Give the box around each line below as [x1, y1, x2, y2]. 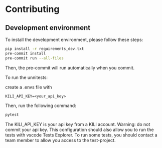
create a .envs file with [5, 84, 52, 90]
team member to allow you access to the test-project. [5, 137, 116, 143]
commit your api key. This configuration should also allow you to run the [5, 126, 154, 132]
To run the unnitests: [5, 74, 48, 80]
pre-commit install [5, 51, 46, 56]
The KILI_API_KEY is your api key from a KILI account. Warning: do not [5, 121, 150, 127]
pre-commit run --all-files [5, 55, 64, 60]
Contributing [5, 3, 60, 15]
